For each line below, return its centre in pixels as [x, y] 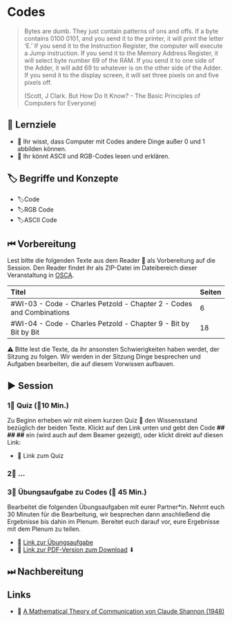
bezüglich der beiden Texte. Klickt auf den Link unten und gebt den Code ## [116, 428]
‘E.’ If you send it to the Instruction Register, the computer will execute [123, 46]
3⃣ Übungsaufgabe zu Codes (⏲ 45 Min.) [77, 492]
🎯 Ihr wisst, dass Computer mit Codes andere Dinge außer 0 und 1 [111, 141]
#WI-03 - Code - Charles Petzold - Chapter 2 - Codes [101, 304]
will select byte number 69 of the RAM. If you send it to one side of [119, 60]
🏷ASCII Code [37, 220]
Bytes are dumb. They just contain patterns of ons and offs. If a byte [121, 31]
